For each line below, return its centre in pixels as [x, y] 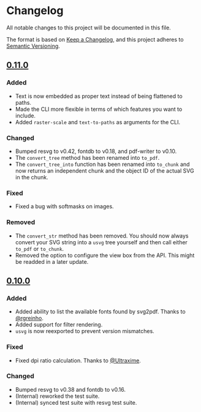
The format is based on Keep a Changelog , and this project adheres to [95, 39]
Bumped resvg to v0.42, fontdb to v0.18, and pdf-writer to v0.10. [96, 151]
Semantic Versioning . [33, 46]
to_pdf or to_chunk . [40, 249]
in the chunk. [32, 177]
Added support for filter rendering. [59, 324]
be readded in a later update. [52, 261]
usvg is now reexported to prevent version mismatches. [85, 331]
